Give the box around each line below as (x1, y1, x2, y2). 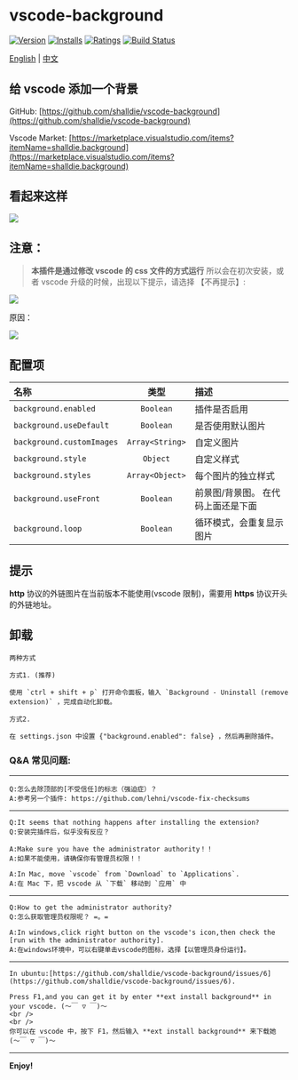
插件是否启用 (194, 404, 248, 416)
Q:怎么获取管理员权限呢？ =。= (9, 913, 109, 922)
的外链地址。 (9, 599, 56, 610)
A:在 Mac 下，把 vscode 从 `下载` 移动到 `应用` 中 (9, 879, 187, 889)
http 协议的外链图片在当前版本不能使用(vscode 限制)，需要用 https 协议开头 (9, 588, 288, 598)
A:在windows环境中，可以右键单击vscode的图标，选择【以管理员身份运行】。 (9, 946, 251, 955)
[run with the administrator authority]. (9, 936, 165, 945)
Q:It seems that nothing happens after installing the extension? (9, 819, 260, 828)
